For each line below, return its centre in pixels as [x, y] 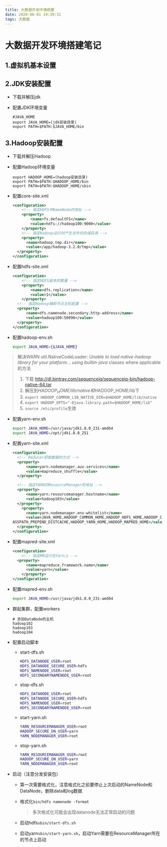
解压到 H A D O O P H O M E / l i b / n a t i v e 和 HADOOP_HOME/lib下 [82, 391]
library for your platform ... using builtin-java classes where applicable [89, 362]
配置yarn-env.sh [29, 419]
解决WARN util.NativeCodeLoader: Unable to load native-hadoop [84, 357]
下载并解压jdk [26, 97]
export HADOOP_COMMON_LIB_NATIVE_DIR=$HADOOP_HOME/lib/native [91, 398]
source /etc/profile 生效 [50, 408]
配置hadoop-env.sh [32, 337]
